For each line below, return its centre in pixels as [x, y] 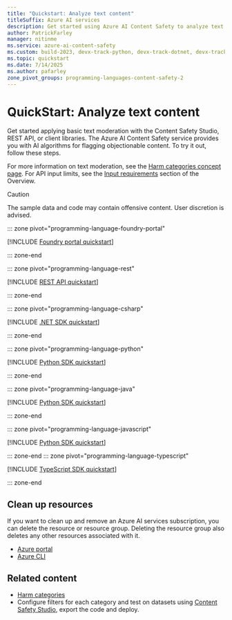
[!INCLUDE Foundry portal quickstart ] [60, 242]
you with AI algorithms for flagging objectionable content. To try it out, [107, 146]
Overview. [21, 181]
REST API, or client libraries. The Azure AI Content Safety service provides [113, 138]
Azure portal [35, 549]
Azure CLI [31, 556]
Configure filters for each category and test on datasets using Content [117, 602]
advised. [19, 215]
